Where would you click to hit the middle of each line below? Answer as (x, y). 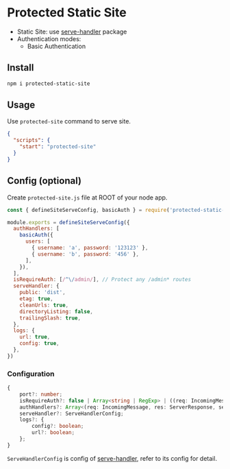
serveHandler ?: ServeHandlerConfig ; (72, 413)
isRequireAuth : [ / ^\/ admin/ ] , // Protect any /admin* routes (102, 280)
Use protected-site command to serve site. (69, 121)
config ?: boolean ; (58, 426)
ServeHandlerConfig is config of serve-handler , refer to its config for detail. (112, 458)
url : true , (35, 337)
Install (21, 68)
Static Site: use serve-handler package (72, 32)
